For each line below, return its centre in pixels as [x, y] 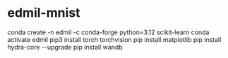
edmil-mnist [44, 13]
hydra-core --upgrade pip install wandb [65, 47]
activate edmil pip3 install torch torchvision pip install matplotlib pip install [114, 39]
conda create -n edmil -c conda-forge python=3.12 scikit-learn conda [108, 32]
